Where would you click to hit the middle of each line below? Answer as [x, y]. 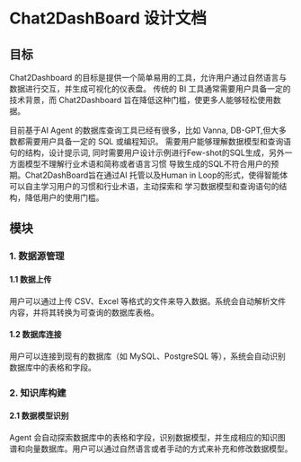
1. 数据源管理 [37, 257]
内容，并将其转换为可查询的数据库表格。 [84, 312]
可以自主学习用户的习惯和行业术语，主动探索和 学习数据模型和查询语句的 [144, 186]
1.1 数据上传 [31, 279]
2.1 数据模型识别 [39, 416]
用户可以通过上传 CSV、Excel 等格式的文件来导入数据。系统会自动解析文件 [148, 301]
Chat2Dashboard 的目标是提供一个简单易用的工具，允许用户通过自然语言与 [148, 78]
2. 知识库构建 [38, 393]
